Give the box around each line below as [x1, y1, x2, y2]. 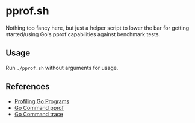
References [5, 81, 50, 92]
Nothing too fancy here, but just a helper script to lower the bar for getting [5, 24, 190, 31]
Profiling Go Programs [14, 98, 70, 105]
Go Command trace [14, 110, 64, 118]
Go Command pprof [14, 104, 64, 111]
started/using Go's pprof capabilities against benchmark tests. [5, 30, 161, 37]
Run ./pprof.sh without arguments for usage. [5, 64, 119, 71]
